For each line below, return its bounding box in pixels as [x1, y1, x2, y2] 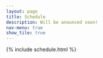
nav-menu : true [6, 24, 43, 31]
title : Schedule [6, 14, 46, 20]
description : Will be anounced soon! [6, 19, 98, 25]
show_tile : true [6, 30, 46, 36]
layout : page [6, 8, 38, 14]
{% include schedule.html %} [6, 46, 77, 53]
